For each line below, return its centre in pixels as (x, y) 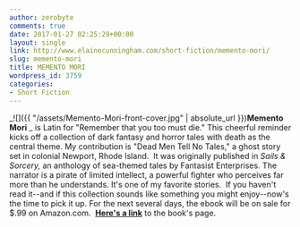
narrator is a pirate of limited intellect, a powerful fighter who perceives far (146, 174)
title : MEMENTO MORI (48, 68)
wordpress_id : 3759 (46, 76)
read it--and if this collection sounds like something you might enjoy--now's (149, 194)
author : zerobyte (42, 17)
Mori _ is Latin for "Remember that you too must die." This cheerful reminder (150, 127)
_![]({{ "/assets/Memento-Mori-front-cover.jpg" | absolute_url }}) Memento (146, 118)
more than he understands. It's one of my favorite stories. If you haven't (143, 184)
